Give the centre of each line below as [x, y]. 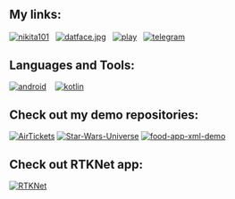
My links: [35, 15]
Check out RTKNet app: [76, 164]
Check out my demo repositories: [104, 115]
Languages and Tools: [72, 65]
